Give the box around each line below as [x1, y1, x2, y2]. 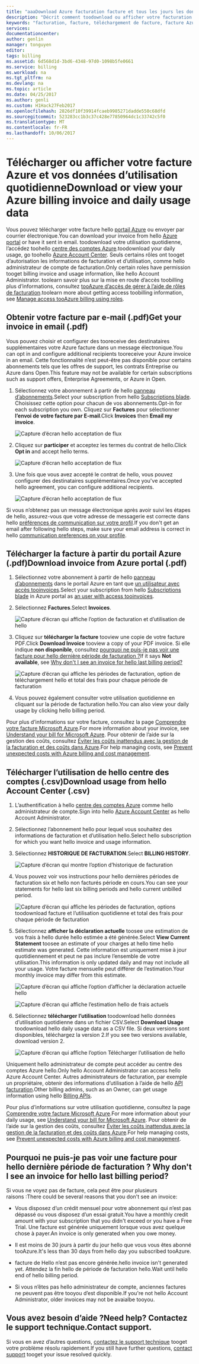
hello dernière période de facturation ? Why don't [6, 1162, 192, 1172]
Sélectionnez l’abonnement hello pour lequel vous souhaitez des [14, 826, 172, 833]
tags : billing [6, 53, 41, 59]
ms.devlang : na [6, 81, 44, 87]
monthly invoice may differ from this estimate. [14, 971, 127, 979]
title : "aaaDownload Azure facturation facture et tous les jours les [6, 8, 184, 15]
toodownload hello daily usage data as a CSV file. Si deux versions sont [14, 1025, 190, 1032]
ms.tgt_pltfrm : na [6, 75, 52, 81]
